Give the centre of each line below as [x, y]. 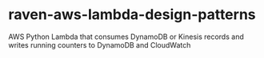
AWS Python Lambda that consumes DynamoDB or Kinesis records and [126, 37]
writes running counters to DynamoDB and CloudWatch [100, 44]
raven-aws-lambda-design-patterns [132, 15]
